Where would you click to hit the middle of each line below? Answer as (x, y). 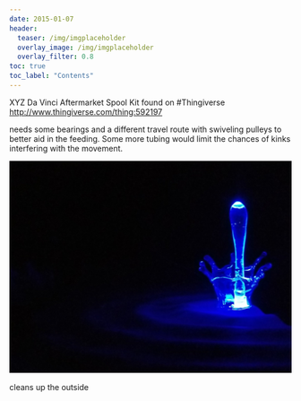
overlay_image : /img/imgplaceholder (86, 48)
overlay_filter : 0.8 (56, 57)
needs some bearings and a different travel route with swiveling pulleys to (146, 129)
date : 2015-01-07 (42, 19)
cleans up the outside (49, 387)
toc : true (28, 66)
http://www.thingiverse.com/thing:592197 (86, 111)
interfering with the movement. (66, 148)
